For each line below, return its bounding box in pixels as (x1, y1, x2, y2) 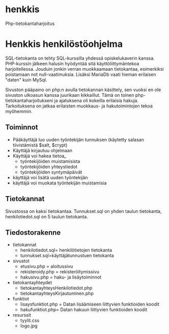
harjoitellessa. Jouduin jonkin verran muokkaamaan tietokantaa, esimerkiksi (5, 66, 164, 72)
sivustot (12, 258, 30, 264)
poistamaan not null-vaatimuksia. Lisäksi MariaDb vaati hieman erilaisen (5, 71, 156, 77)
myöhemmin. (5, 108, 33, 114)
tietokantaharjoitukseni (5, 97, 53, 103)
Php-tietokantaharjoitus (5, 20, 55, 26)
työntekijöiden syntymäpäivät (20, 169, 82, 175)
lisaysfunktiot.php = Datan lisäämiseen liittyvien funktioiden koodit (20, 301, 159, 308)
